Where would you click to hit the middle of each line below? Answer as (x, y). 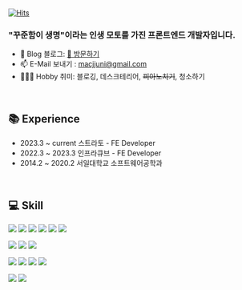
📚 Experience (44, 119)
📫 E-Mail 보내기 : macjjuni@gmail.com (83, 64)
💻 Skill (26, 205)
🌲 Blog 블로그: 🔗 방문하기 (60, 54)
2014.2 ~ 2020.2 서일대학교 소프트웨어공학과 (91, 163)
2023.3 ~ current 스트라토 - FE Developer (88, 143)
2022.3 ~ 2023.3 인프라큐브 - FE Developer (91, 153)
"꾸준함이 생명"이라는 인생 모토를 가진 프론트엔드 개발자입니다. (122, 34)
